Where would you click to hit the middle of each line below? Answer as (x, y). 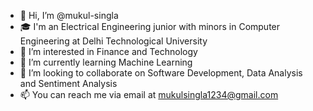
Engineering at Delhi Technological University (113, 41)
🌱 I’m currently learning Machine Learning (106, 62)
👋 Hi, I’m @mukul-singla (69, 15)
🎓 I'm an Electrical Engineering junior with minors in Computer (150, 26)
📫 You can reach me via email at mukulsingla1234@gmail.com (149, 94)
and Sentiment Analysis (68, 83)
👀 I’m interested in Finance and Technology (108, 51)
